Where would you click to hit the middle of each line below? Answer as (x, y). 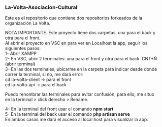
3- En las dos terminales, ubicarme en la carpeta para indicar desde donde (81, 69)
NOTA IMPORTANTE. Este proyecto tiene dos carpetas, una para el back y (80, 33)
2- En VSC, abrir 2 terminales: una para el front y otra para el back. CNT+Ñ (81, 59)
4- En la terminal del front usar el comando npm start (59, 109)
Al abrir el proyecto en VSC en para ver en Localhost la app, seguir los (76, 43)
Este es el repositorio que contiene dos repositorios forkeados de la (74, 18)
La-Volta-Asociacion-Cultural (41, 7)
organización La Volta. (28, 23)
